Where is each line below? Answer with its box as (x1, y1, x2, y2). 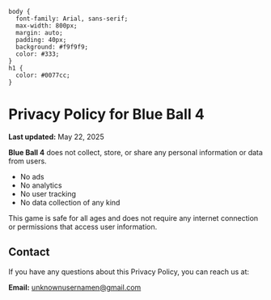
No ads (19, 171, 44, 181)
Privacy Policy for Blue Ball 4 (8, 105, 205, 124)
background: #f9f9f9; (15, 43, 89, 51)
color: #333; (15, 50, 60, 58)
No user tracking (19, 188, 77, 198)
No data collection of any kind (19, 197, 121, 207)
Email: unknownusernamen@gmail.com (8, 282, 142, 292)
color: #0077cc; (15, 71, 70, 79)
